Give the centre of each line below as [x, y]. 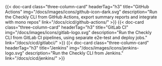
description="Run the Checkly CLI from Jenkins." [74, 53]
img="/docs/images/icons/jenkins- [104, 48]
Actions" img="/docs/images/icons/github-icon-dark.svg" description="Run [81, 12]
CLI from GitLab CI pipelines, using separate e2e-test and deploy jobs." [76, 38]
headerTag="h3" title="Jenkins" [37, 48]
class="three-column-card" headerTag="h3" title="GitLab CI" [67, 27]
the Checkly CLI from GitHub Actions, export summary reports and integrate [81, 17]
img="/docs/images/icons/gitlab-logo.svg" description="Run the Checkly [78, 32]
